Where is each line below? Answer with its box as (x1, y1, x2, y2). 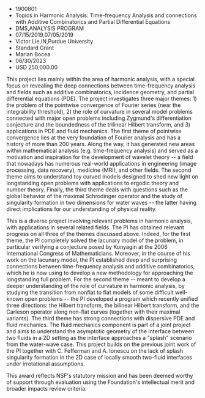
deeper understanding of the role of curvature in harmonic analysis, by (6, 282, 185, 289)
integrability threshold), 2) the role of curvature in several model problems (6, 108, 193, 115)
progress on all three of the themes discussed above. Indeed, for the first (6, 230, 191, 237)
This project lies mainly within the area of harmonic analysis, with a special (6, 76, 195, 83)
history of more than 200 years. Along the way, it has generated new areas (6, 141, 195, 147)
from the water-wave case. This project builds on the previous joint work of (6, 341, 196, 348)
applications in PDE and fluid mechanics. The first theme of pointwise (6, 128, 182, 135)
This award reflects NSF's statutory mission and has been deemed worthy (6, 372, 193, 379)
